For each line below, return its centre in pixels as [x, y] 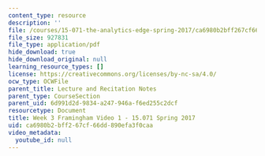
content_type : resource [47, 15]
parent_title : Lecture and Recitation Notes [82, 89]
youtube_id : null [44, 140]
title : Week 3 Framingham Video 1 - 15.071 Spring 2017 [102, 118]
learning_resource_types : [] [56, 67]
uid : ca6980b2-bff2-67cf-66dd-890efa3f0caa [81, 125]
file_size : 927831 [38, 37]
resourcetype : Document [47, 111]
